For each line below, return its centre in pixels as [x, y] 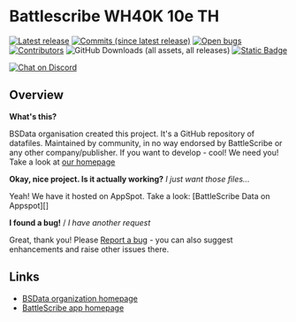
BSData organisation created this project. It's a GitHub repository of [132, 134]
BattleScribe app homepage [73, 308]
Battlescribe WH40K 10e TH [114, 16]
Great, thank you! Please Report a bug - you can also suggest [121, 240]
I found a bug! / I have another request [80, 222]
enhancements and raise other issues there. [89, 249]
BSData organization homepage [80, 298]
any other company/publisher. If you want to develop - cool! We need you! [144, 152]
